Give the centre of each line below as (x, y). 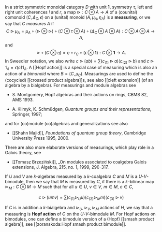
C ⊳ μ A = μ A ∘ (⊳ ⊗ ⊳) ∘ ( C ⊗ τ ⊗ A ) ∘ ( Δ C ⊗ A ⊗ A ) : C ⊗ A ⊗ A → (81, 32)
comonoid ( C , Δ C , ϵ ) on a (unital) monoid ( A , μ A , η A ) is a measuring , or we (78, 18)
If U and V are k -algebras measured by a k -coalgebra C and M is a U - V (76, 176)
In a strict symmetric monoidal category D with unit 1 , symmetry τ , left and (79, 7)
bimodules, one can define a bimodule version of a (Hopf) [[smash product (80, 219)
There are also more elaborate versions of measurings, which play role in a (80, 147)
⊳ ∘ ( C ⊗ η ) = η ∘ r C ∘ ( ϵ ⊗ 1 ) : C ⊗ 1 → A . (81, 53)
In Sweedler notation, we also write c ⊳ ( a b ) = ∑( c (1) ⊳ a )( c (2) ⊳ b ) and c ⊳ (80, 62)
